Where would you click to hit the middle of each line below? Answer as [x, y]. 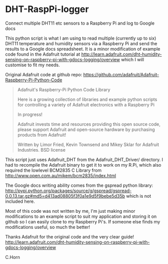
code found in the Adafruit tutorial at [43, 54]
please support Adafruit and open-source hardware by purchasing [86, 129]
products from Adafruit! [42, 135]
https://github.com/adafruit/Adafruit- [121, 74]
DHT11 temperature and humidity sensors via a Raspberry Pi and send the [81, 43]
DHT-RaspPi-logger [47, 9]
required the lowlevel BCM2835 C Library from [53, 170]
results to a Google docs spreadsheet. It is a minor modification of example [83, 49]
